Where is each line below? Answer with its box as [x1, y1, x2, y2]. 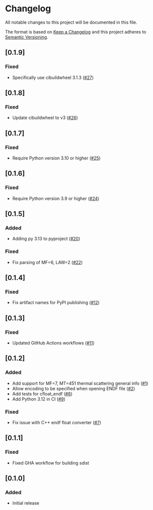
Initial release [12, 500, 39, 506]
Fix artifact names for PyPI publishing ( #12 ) [12, 300, 100, 306]
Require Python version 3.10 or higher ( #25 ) [12, 155, 101, 161]
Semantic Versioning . [5, 34, 48, 40]
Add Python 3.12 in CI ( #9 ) [12, 396, 65, 402]
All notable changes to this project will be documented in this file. [5, 19, 138, 25]
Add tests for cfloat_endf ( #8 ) [12, 391, 73, 396]
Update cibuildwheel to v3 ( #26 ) [12, 115, 78, 121]
